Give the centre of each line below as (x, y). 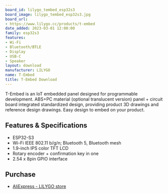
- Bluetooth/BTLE (23, 47)
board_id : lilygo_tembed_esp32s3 (40, 10)
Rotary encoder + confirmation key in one (55, 153)
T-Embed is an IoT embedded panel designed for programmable (71, 93)
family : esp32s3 (22, 33)
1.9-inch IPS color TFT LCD (40, 148)
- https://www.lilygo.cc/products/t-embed (50, 24)
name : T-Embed (20, 75)
